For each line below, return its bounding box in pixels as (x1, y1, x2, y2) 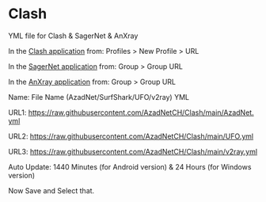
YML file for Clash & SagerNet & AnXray (8, 31, 139, 40)
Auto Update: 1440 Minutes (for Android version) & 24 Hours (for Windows (8, 162, 252, 171)
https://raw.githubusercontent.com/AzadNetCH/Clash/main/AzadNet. (28, 108, 255, 117)
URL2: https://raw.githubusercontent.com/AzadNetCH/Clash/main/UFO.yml (8, 131, 254, 141)
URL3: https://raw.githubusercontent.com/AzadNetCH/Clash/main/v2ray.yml (8, 147, 258, 156)
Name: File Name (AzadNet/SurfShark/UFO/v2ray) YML (8, 92, 190, 101)
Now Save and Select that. (8, 185, 95, 195)
